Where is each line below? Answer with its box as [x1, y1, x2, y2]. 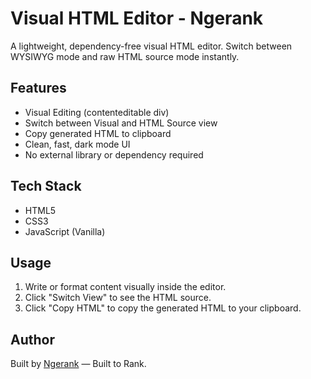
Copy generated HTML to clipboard [24, 127, 172, 139]
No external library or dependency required [24, 148, 204, 161]
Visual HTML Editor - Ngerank [10, 7, 264, 30]
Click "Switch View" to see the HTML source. [24, 292, 212, 304]
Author [10, 331, 55, 348]
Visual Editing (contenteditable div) [24, 106, 170, 118]
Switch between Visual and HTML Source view [24, 117, 218, 129]
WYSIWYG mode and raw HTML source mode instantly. [10, 50, 240, 62]
